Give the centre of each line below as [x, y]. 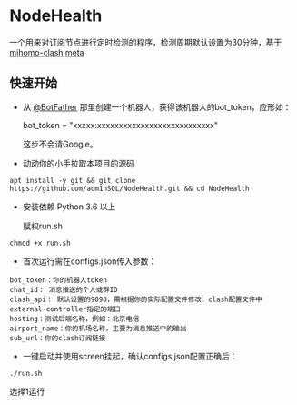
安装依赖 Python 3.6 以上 [69, 207]
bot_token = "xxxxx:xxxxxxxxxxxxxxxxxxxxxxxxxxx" [120, 125]
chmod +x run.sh [40, 243]
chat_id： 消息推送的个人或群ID [64, 289]
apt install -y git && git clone [73, 180]
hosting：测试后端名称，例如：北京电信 [74, 319]
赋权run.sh [43, 226]
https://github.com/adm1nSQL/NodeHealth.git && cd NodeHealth [129, 188]
